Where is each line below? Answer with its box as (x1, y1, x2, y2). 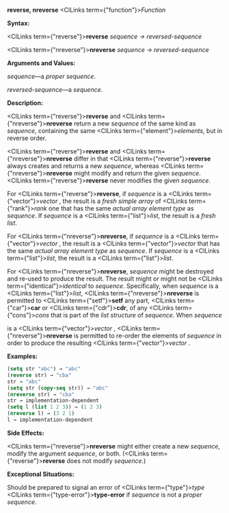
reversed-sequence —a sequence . (7, 86, 103, 93)
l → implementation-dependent (7, 416, 94, 423)
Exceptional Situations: (7, 470, 75, 478)
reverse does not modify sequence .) (42, 456, 146, 465)
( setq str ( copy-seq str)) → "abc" (7, 384, 109, 392)
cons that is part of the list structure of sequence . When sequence (35, 311, 222, 319)
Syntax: (7, 19, 30, 27)
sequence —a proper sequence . (7, 72, 96, 80)
